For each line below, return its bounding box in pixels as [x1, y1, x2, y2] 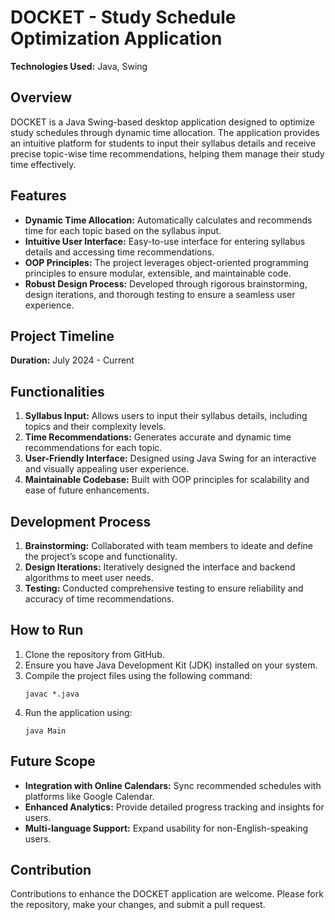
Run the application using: [24, 706, 133, 718]
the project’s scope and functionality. [24, 551, 178, 562]
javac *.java [24, 689, 80, 699]
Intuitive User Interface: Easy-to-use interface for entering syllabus [24, 235, 306, 247]
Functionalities [10, 383, 105, 400]
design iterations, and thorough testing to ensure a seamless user [24, 288, 296, 300]
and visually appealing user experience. [24, 463, 190, 475]
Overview [10, 89, 73, 106]
